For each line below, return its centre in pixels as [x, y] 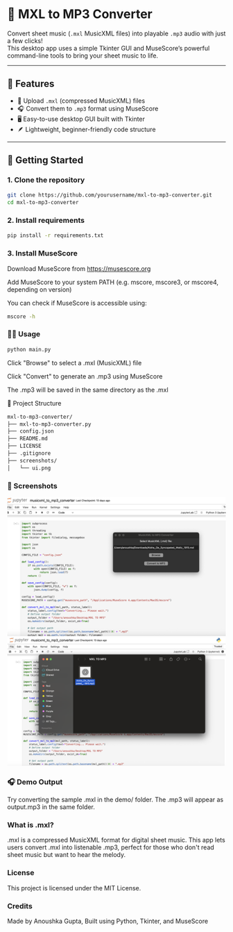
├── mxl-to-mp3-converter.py [49, 424]
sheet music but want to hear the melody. [67, 855]
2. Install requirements [46, 220]
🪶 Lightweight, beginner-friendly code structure [86, 129]
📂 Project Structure [34, 403]
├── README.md [28, 439]
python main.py [29, 349]
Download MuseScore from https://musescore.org [79, 268]
